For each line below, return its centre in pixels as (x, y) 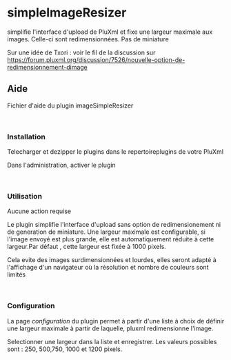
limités (17, 274)
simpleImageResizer (67, 13)
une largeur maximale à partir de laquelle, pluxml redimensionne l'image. (110, 328)
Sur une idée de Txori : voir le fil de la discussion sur (81, 52)
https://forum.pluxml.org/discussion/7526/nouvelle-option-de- (96, 59)
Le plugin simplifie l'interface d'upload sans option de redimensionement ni (114, 225)
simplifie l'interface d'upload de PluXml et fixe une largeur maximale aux (110, 32)
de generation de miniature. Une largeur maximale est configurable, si (106, 232)
